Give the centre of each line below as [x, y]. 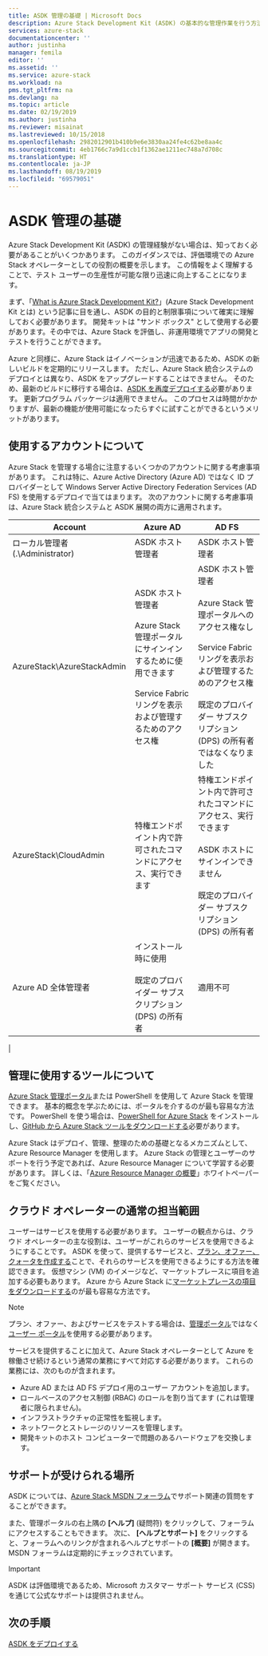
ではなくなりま [226, 753]
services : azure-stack [46, 30]
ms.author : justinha [43, 120]
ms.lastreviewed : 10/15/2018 [57, 134]
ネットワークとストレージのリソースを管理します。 [103, 1428]
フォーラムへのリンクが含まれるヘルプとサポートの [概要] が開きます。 [138, 1543]
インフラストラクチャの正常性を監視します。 [93, 1418]
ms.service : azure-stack [49, 75]
